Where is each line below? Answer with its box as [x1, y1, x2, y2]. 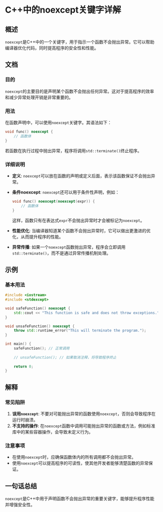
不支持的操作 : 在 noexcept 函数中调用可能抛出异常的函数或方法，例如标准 [12, 423, 156, 429]
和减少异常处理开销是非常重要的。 [5, 94, 73, 100]
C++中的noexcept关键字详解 [5, 4, 121, 16]
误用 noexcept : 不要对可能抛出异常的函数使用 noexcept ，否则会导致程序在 [12, 411, 156, 417]
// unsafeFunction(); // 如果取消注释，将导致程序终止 [14, 355, 116, 360]
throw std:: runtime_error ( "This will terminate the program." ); [14, 328, 147, 333]
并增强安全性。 [5, 502, 35, 508]
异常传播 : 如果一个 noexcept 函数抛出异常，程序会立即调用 [12, 244, 126, 250]
